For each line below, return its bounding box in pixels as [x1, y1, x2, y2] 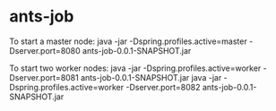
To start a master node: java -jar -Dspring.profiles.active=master [9, 36, 248, 47]
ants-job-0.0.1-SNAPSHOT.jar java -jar [80, 72, 222, 82]
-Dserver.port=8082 [125, 81, 201, 92]
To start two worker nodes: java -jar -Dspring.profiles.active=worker [9, 63, 262, 73]
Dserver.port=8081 [9, 72, 79, 82]
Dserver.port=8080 [9, 45, 81, 55]
